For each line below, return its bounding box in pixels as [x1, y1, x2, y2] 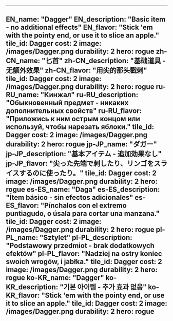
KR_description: [6, 283, 59, 292]
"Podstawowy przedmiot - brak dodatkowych [6, 241, 155, 250]
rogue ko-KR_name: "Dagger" [6, 273, 104, 282]
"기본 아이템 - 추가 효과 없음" [59, 283, 147, 292]
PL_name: [6, 233, 39, 242]
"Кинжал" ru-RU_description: [40, 90, 139, 99]
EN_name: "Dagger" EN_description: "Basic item [6, 15, 166, 24]
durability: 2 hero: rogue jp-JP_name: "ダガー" [6, 140, 157, 149]
